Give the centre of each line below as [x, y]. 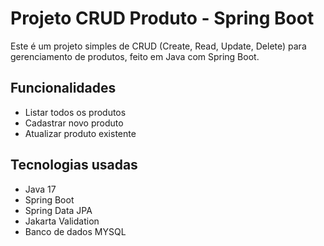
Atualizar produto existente [80, 133]
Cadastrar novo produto [74, 123]
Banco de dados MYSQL [75, 231]
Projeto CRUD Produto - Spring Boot [162, 18]
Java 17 [40, 189]
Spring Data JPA [58, 210]
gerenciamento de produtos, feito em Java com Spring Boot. [135, 56]
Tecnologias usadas [74, 165]
